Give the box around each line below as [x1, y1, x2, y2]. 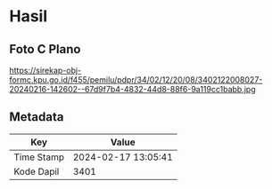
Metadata [9, 109, 64, 125]
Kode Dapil [13, 165, 60, 177]
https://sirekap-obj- [9, 65, 82, 75]
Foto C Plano [9, 42, 81, 57]
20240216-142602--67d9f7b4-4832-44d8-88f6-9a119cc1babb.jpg [9, 84, 256, 94]
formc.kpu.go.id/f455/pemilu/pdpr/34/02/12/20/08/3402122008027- [9, 75, 263, 85]
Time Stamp [13, 151, 65, 163]
